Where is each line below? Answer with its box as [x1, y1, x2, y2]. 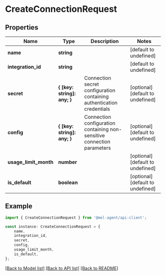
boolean [58, 179, 78, 186]
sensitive [84, 132, 105, 139]
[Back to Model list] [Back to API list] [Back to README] [5, 265, 119, 271]
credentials [84, 105, 110, 112]
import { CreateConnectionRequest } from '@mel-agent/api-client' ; [5, 215, 147, 220]
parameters [84, 144, 111, 151]
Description [90, 38, 119, 45]
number [58, 159, 78, 165]
